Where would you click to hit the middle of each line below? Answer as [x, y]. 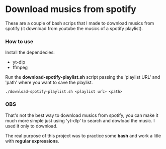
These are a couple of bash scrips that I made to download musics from [80, 23]
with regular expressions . [32, 141]
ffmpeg [20, 67]
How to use [19, 41]
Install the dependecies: [30, 52]
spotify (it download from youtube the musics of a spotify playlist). [74, 28]
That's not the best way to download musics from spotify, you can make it [82, 115]
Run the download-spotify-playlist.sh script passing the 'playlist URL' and [83, 77]
